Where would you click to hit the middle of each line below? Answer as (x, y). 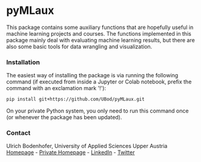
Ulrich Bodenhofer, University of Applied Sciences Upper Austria (87, 146)
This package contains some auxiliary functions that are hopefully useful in (100, 27)
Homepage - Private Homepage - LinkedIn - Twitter (71, 152)
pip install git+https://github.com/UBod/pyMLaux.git (76, 99)
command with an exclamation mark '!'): (56, 88)
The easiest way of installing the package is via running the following (92, 76)
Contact (18, 133)
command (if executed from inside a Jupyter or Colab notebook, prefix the (99, 82)
